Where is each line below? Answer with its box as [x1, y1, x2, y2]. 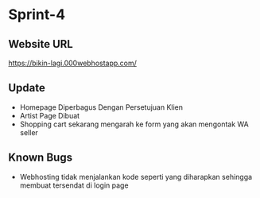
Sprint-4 [8, 6, 66, 24]
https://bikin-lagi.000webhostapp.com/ [8, 58, 138, 68]
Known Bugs [8, 151, 73, 165]
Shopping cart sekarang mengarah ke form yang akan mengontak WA [19, 119, 249, 129]
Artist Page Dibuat [19, 111, 80, 120]
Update [8, 81, 46, 95]
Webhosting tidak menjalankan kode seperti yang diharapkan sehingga [19, 172, 253, 181]
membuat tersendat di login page [19, 181, 129, 190]
